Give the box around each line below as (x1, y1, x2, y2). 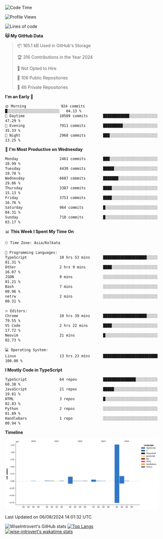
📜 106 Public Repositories (17, 75, 68, 80)
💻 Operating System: (5, 348, 49, 353)
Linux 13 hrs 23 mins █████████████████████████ (5, 353, 158, 358)
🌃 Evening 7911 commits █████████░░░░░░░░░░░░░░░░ (5, 123, 158, 128)
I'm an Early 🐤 (5, 94, 34, 99)
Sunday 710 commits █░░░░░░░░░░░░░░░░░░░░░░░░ (5, 215, 158, 220)
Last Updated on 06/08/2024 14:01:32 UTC (5, 514, 92, 520)
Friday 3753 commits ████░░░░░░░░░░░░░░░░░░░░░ (5, 195, 158, 200)
